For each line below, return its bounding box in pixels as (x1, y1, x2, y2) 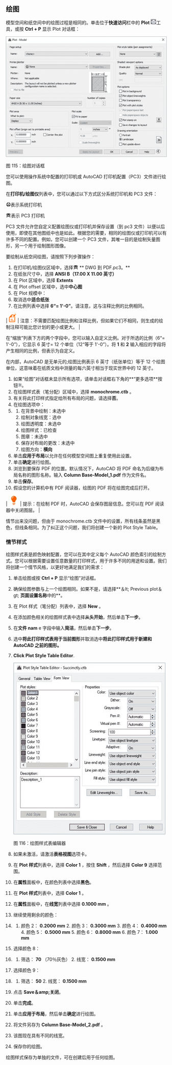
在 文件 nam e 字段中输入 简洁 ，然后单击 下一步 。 (13, 624, 114, 631)
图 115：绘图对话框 (6, 163, 45, 169)
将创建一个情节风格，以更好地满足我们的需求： (6, 564, 104, 570)
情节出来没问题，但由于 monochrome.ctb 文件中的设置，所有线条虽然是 (6, 518, 156, 524)
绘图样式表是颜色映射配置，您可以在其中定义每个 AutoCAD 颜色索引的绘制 (6, 551, 162, 557)
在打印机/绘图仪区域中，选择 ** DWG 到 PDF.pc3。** (13, 264, 131, 270)
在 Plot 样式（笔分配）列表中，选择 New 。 (13, 603, 104, 609)
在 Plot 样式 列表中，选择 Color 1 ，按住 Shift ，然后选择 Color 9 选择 (13, 862, 158, 868)
